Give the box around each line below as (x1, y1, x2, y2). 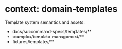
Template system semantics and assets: (5, 19, 85, 25)
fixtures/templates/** (12, 38, 55, 44)
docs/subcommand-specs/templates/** (12, 28, 92, 34)
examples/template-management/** (12, 34, 85, 39)
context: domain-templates (5, 3, 118, 14)
